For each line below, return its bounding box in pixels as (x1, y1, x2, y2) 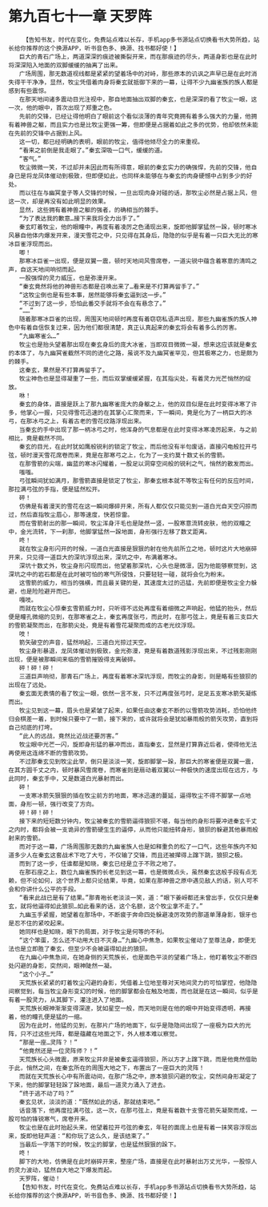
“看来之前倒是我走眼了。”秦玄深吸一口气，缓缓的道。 (18, 146, 166, 155)
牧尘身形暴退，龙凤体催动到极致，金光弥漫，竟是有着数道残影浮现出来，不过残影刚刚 (18, 646, 258, 655)
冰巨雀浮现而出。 (8, 239, 57, 248)
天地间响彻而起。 (31, 265, 80, 273)
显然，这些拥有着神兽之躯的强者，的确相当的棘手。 (18, 206, 162, 214)
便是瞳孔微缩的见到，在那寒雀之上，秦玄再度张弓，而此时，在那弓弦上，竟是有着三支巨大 (8, 613, 258, 621)
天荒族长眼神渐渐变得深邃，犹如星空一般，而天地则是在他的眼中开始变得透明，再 (18, 1004, 246, 1012)
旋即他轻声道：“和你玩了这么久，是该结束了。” (19, 1132, 150, 1140)
